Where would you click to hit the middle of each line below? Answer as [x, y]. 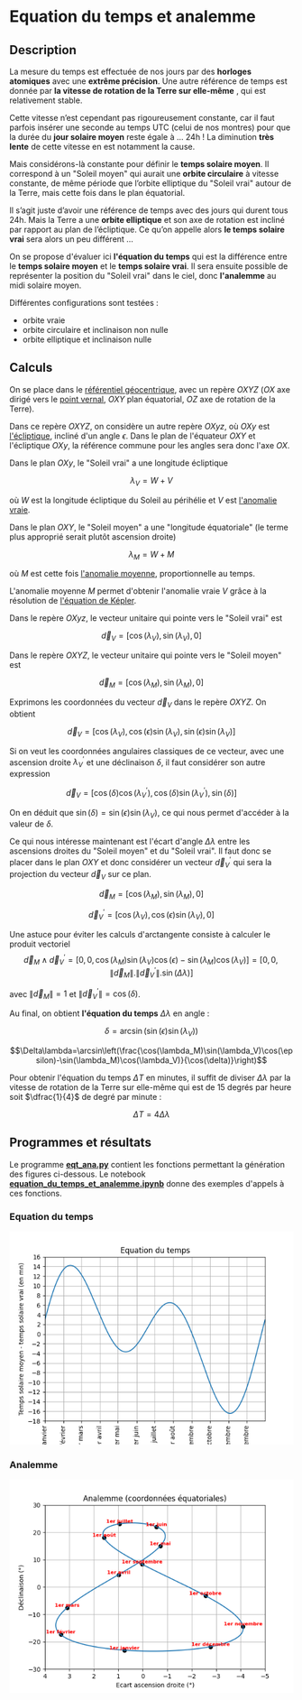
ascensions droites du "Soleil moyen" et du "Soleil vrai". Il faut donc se [141, 851]
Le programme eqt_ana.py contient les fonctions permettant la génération [147, 1164]
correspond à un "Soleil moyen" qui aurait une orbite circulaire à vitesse [144, 174]
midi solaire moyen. [46, 285]
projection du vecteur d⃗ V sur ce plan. [80, 875]
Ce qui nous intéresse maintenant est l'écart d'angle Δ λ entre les [130, 842]
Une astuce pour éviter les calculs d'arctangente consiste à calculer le [140, 934]
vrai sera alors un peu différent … [71, 239]
